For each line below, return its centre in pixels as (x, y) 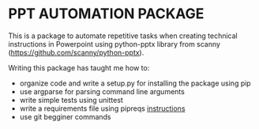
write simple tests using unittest (71, 100)
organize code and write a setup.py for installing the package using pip (135, 83)
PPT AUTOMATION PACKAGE (106, 14)
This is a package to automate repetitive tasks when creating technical (123, 36)
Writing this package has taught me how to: (79, 67)
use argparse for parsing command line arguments (102, 91)
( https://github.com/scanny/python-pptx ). (76, 52)
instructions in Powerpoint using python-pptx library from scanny (114, 44)
